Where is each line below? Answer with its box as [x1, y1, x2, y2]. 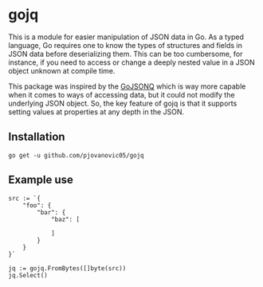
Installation [8, 130, 65, 144]
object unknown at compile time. [8, 66, 116, 75]
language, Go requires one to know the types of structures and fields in [8, 40, 243, 50]
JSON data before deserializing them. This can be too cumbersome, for [8, 49, 243, 58]
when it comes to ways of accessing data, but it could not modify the [8, 90, 235, 99]
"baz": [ [50, 215, 80, 223]
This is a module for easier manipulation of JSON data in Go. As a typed [8, 32, 245, 42]
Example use [8, 173, 74, 187]
